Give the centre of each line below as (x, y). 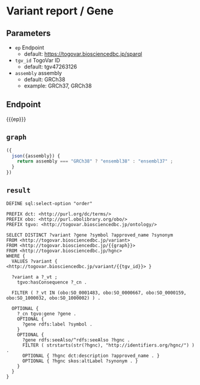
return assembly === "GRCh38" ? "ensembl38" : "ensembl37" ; (95, 161)
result (19, 190)
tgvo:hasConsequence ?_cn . (52, 282)
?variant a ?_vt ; (35, 277)
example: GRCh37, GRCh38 (58, 86)
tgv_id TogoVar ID (38, 60)
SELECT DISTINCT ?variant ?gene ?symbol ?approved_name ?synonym (89, 235)
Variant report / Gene (60, 11)
